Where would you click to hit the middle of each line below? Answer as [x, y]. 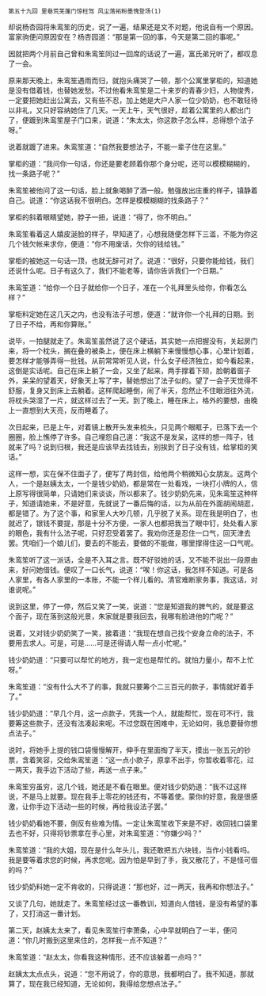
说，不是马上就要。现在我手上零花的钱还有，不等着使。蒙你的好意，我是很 [129, 796]
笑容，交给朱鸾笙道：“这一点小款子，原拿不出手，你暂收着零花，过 [145, 760]
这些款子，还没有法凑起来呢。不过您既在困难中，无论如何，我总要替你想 [140, 723]
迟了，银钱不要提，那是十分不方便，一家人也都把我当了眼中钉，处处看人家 [136, 523]
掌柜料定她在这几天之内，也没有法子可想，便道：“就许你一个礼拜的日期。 [128, 314]
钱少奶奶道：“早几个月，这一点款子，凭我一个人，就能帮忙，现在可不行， [128, 713]
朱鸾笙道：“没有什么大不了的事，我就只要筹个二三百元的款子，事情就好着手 [131, 687]
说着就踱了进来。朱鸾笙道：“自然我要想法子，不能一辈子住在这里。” [117, 147]
